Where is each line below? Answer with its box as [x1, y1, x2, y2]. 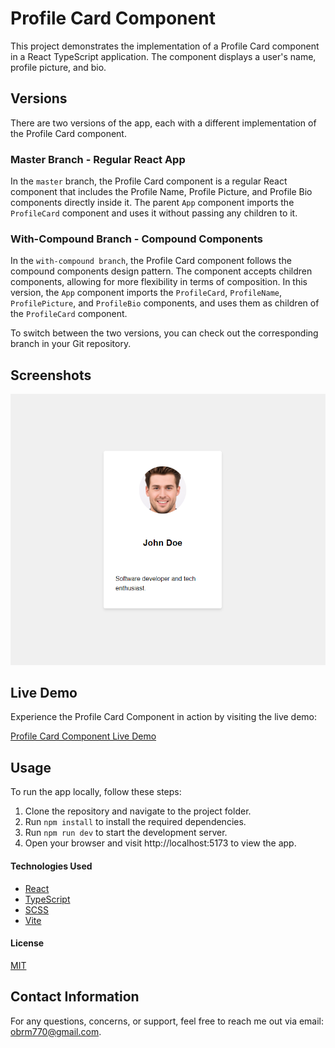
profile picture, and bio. [10, 61, 107, 73]
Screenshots [10, 367, 92, 384]
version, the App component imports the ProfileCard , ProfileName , [10, 287, 283, 299]
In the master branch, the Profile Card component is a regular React [10, 175, 288, 187]
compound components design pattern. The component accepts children [10, 265, 313, 277]
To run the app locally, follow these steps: [10, 786, 182, 798]
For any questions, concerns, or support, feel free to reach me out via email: [10, 1015, 325, 1027]
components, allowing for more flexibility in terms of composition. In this [10, 276, 308, 288]
